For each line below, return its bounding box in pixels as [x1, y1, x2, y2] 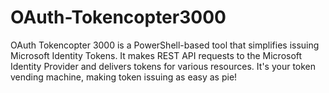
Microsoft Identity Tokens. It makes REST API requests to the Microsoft [10, 49, 303, 61]
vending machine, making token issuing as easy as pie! [10, 71, 238, 83]
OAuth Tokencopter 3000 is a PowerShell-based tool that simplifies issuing [10, 39, 320, 51]
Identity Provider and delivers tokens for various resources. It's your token [10, 60, 317, 72]
